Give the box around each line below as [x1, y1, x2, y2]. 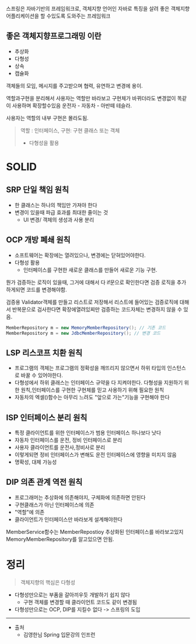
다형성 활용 [14, 259, 40, 266]
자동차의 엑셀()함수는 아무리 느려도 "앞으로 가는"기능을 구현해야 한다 [14, 394, 170, 401]
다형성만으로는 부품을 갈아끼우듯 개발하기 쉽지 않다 [14, 591, 130, 598]
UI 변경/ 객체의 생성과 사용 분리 [23, 216, 94, 223]
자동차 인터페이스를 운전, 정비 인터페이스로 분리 [14, 437, 123, 443]
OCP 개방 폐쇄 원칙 [6, 235, 71, 245]
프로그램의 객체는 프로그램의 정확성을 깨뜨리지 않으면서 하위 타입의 [14, 365, 166, 372]
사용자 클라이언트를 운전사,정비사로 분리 [14, 444, 106, 451]
